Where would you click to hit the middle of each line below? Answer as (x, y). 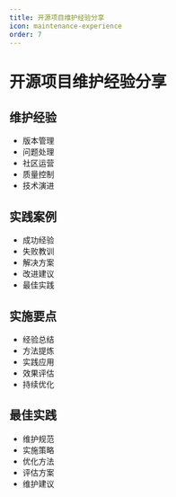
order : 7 (26, 34)
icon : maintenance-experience (66, 26)
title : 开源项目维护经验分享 (57, 18)
